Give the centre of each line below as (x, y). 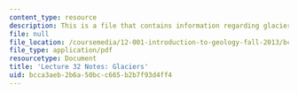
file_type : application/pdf (61, 50)
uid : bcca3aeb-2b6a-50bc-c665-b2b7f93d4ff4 (91, 75)
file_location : (37, 42)
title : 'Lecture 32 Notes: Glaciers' (79, 67)
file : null (29, 34)
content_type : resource (53, 17)
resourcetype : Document (53, 58)
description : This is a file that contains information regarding (134, 26)
